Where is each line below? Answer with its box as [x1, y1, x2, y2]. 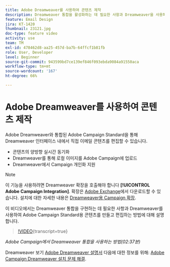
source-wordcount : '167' [5, 69, 58, 74]
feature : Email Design [5, 17, 53, 22]
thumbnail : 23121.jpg [5, 26, 51, 31]
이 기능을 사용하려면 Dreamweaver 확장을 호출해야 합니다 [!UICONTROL [5, 182, 150, 188]
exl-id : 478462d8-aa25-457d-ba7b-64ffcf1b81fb [5, 45, 105, 50]
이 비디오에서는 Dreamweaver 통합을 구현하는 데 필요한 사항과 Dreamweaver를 [5, 205, 163, 211]
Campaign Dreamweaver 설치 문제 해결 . [5, 255, 87, 261]
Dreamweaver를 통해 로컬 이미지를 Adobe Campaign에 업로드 [12, 155, 138, 161]
